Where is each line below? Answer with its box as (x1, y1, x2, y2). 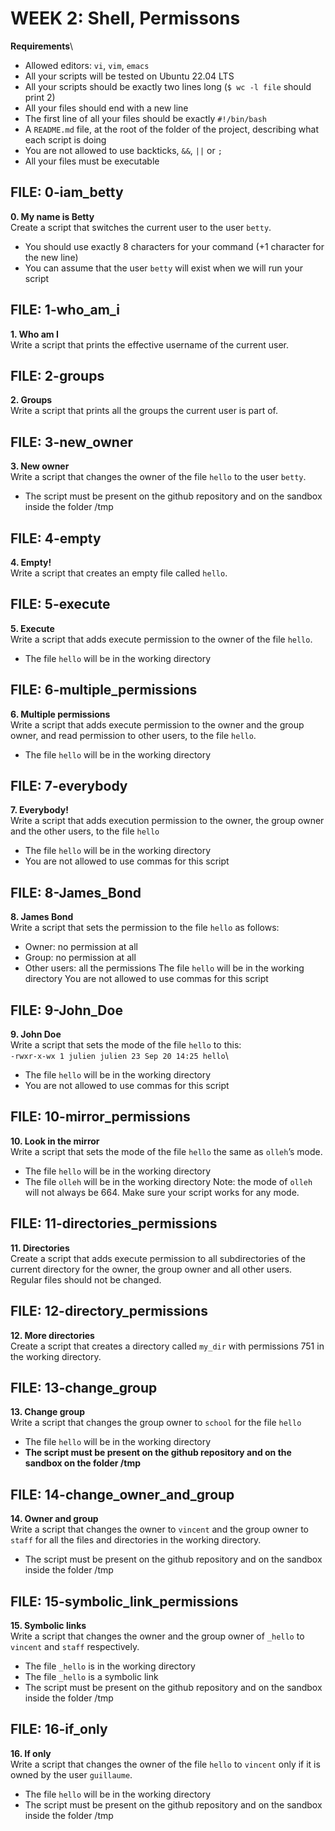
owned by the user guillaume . (10, 1768, 133, 1781)
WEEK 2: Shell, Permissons (10, 7, 241, 30)
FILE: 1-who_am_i (10, 302, 120, 319)
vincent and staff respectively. (10, 1640, 140, 1652)
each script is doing (24, 133, 107, 146)
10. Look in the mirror (10, 1135, 100, 1147)
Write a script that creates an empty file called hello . (10, 567, 228, 579)
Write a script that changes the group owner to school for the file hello (10, 1417, 302, 1429)
